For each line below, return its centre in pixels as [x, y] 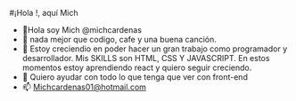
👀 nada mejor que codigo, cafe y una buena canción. [119, 39]
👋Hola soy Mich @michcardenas [82, 30]
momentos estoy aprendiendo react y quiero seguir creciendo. [137, 67]
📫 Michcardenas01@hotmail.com [84, 87]
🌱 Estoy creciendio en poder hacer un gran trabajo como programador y [155, 49]
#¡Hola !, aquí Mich [44, 13]
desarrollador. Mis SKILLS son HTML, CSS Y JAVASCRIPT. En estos [146, 58]
